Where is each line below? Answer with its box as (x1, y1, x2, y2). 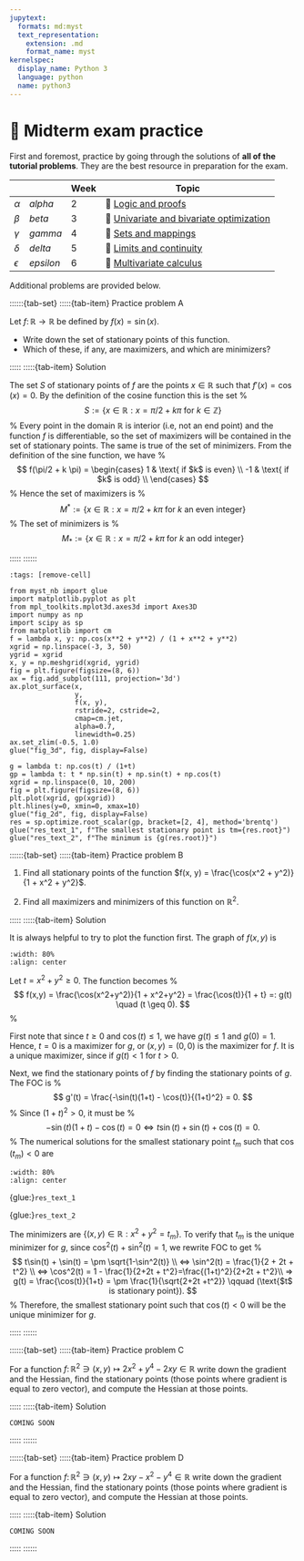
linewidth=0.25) (74, 730, 137, 739)
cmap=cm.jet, (74, 714, 125, 724)
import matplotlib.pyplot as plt (9, 594, 137, 604)
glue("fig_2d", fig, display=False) (9, 810, 148, 819)
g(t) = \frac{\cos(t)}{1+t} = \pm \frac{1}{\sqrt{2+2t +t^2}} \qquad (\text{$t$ (13, 1275, 293, 1286)
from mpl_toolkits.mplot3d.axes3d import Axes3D (9, 602, 198, 611)
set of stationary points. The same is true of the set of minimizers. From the (9, 439, 292, 451)
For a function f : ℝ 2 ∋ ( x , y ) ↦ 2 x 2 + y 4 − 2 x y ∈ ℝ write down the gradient (9, 1361, 287, 1374)
